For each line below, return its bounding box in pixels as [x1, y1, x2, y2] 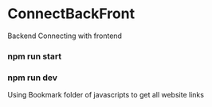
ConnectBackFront [7, 5, 135, 23]
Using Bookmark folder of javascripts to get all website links [7, 90, 205, 100]
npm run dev [7, 72, 57, 83]
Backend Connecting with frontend [7, 31, 123, 40]
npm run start [7, 51, 61, 62]
